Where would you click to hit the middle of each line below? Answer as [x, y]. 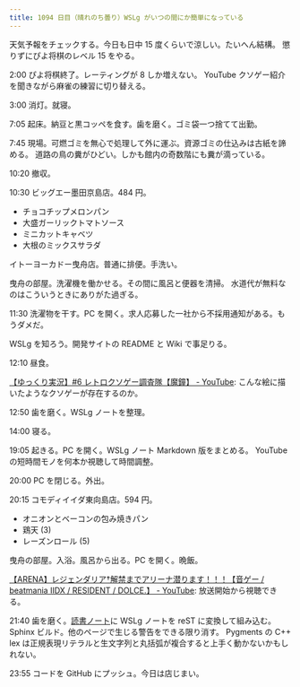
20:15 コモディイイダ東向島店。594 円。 [83, 500]
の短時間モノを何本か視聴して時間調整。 [84, 461]
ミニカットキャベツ [58, 233]
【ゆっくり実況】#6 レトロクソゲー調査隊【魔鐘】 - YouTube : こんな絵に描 [148, 381]
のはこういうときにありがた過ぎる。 [76, 294]
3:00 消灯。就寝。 [43, 105]
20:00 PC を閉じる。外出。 [60, 480]
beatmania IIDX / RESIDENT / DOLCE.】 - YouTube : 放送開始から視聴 [136, 590]
